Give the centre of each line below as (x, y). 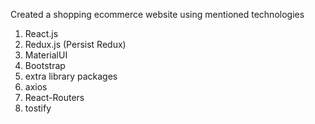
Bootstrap (45, 65)
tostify (38, 108)
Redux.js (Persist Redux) (75, 44)
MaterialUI (46, 55)
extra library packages (71, 76)
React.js (41, 33)
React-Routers (54, 97)
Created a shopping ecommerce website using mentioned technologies (157, 14)
